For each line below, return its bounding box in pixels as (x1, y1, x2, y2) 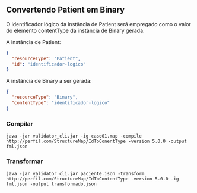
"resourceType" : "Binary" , (11, 95, 78, 101)
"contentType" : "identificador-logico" (11, 100, 110, 106)
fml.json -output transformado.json (6, 181, 97, 187)
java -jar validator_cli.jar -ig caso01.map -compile (6, 133, 142, 139)
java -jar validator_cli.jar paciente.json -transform (6, 171, 145, 177)
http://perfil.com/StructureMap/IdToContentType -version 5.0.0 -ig (6, 176, 179, 182)
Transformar (6, 157, 43, 166)
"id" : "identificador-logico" (11, 61, 86, 67)
